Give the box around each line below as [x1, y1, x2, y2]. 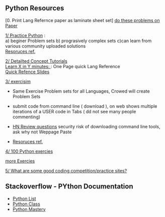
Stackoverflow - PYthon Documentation [5, 182, 133, 191]
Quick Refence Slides [5, 69, 50, 75]
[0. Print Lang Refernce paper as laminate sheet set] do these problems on [5, 17, 160, 23]
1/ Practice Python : [5, 32, 46, 38]
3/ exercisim [5, 78, 31, 84]
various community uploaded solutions [5, 43, 86, 49]
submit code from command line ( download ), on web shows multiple [12, 103, 157, 109]
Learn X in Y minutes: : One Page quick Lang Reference [5, 63, 120, 69]
